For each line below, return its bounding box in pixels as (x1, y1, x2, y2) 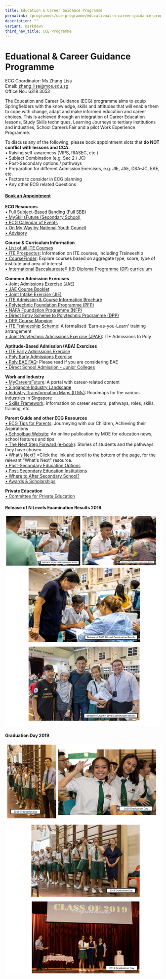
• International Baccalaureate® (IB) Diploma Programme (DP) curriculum (5, 266, 152, 272)
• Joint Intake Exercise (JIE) (5, 292, 62, 298)
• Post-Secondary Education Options (5, 463, 81, 469)
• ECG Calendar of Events (5, 220, 58, 226)
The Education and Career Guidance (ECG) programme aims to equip (5, 98, 146, 104)
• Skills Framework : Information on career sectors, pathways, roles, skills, (5, 400, 155, 406)
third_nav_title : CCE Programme (5, 29, 72, 34)
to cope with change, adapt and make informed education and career (5, 109, 147, 115)
